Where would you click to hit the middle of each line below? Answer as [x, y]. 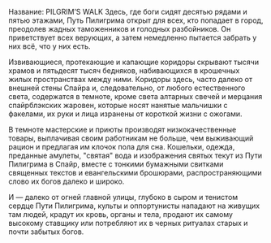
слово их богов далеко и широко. [67, 181]
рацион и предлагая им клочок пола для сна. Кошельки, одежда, [122, 147]
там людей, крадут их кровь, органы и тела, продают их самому [121, 214]
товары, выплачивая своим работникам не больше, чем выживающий [131, 138]
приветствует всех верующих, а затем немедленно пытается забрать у [133, 37]
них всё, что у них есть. [49, 46]
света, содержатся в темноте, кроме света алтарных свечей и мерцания [135, 96]
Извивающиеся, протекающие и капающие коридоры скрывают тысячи [134, 62]
